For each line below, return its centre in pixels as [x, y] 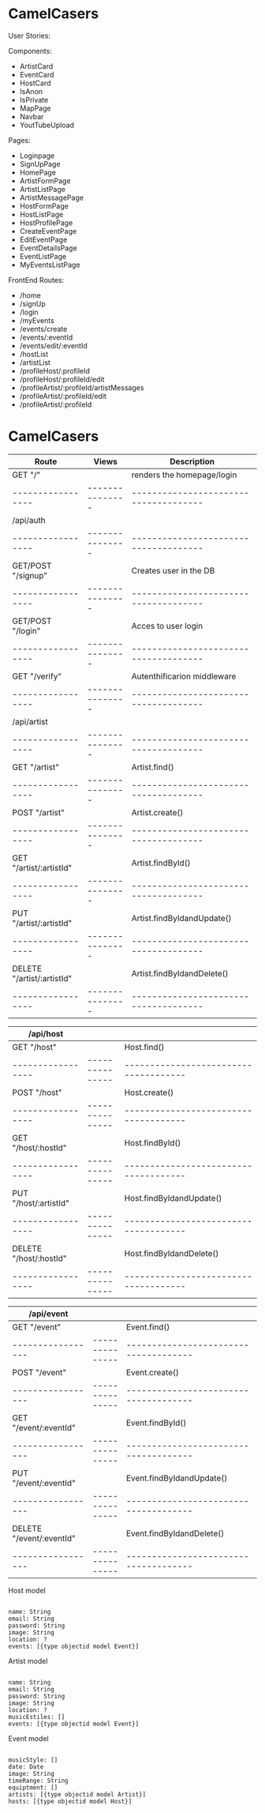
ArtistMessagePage [52, 197]
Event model [28, 1738]
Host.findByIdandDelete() [172, 1253]
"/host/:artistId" [41, 1203]
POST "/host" [37, 1093]
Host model [27, 1590]
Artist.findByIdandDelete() [180, 973]
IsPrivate [34, 100]
